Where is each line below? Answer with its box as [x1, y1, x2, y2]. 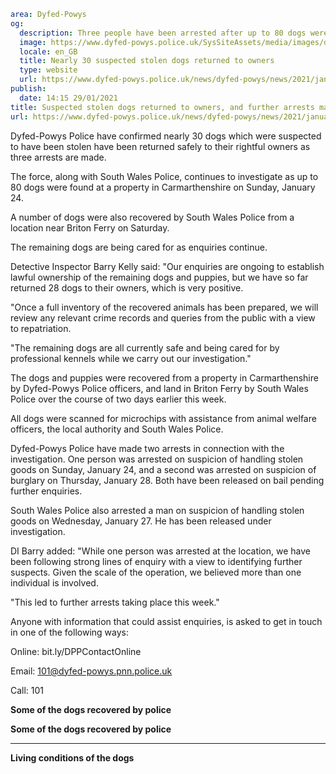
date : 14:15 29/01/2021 [19, 93, 118, 103]
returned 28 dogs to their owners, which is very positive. [10, 281, 244, 294]
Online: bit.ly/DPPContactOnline [10, 645, 142, 657]
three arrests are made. [10, 151, 107, 163]
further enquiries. [10, 485, 83, 497]
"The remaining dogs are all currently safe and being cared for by [10, 341, 280, 354]
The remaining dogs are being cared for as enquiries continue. [10, 241, 268, 253]
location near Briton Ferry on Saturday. [10, 221, 170, 234]
